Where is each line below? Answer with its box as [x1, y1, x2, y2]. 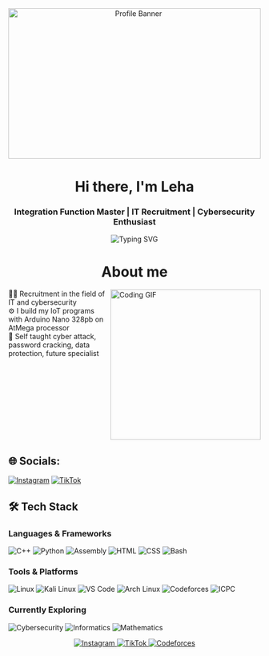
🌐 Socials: [8, 454, 61, 468]
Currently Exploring [8, 605, 86, 616]
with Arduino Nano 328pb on [8, 314, 104, 324]
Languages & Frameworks [8, 528, 112, 539]
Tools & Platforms [8, 565, 78, 577]
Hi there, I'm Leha [74, 178, 195, 196]
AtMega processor [8, 323, 70, 333]
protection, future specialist [8, 349, 99, 358]
